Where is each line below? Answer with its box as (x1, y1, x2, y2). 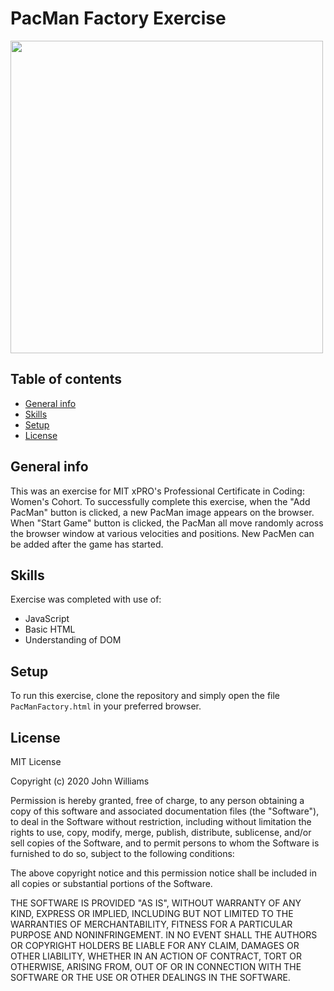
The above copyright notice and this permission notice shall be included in (10, 867, 317, 879)
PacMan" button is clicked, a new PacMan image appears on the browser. (10, 506, 315, 518)
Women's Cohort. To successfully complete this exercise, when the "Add (10, 495, 311, 507)
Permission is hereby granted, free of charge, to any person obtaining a (10, 795, 305, 806)
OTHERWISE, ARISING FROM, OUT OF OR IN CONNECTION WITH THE (10, 961, 302, 972)
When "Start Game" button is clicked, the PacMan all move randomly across (10, 517, 324, 529)
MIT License (10, 756, 62, 767)
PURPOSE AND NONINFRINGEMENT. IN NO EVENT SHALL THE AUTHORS (10, 929, 318, 941)
